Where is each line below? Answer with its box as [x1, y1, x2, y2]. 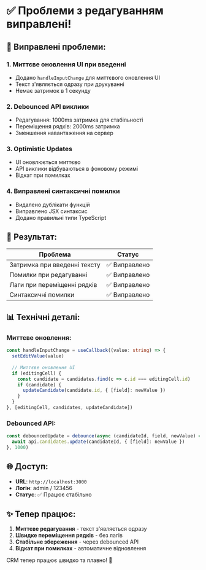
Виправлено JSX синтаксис [15, 207, 88, 215]
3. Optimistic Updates [6, 145, 72, 154]
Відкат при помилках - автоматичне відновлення [15, 545, 147, 552]
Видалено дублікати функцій [15, 201, 90, 208]
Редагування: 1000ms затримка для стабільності [15, 116, 143, 123]
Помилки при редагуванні [9, 270, 88, 279]
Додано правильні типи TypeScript [15, 214, 107, 221]
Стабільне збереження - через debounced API [15, 538, 139, 545]
